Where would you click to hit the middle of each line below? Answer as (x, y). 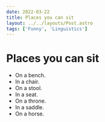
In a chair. (27, 82)
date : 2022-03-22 (28, 12)
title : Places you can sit (40, 18)
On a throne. (30, 101)
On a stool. (28, 88)
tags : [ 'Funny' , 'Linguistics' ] (47, 29)
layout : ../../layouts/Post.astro (50, 23)
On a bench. (30, 75)
